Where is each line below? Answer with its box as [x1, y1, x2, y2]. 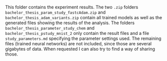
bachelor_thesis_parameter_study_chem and [5, 25, 95, 31]
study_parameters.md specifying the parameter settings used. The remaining [5, 35, 162, 41]
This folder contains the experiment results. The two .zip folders [5, 4, 139, 10]
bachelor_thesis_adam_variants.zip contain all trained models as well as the [5, 15, 163, 20]
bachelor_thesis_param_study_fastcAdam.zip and [5, 9, 106, 15]
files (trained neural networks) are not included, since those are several [5, 41, 152, 46]
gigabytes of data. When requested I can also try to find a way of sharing [5, 46, 156, 52]
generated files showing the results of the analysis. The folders [5, 20, 135, 26]
